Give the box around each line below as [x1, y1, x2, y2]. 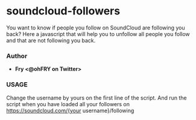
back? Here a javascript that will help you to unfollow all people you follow [6, 30, 190, 37]
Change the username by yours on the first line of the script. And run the [6, 94, 187, 101]
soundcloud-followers [6, 4, 121, 18]
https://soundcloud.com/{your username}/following [6, 107, 134, 114]
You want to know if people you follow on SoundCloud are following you [6, 24, 185, 31]
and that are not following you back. [6, 37, 96, 44]
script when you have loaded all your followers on [6, 100, 130, 107]
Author [6, 52, 28, 60]
